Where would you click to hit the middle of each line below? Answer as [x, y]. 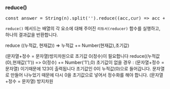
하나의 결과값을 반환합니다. [32, 35]
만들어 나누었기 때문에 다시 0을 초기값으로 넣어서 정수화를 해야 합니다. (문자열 [87, 75]
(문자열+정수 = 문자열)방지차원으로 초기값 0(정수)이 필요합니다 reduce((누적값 [83, 56]
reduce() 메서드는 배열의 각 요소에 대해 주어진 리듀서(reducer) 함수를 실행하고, [83, 29]
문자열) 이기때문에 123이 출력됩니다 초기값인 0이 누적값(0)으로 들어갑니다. [78, 69]
